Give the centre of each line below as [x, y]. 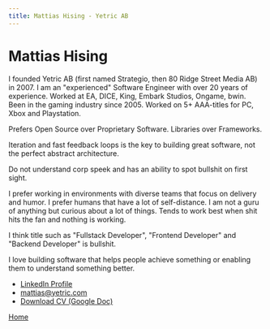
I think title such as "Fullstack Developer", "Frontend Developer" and [122, 235]
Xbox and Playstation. [45, 113]
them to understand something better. [72, 268]
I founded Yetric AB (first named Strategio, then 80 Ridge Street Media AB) [133, 79]
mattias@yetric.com [54, 292]
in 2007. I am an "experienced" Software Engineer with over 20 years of [129, 87]
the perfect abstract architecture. [64, 153]
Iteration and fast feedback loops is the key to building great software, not [132, 145]
